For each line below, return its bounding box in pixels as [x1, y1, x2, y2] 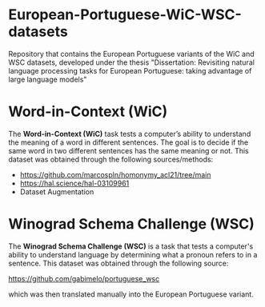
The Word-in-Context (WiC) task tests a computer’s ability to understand [8, 129, 251, 138]
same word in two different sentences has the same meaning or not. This [8, 146, 250, 155]
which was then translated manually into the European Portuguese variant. [8, 289, 254, 299]
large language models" [8, 74, 87, 84]
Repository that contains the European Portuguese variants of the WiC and [8, 49, 255, 58]
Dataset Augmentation [19, 186, 94, 197]
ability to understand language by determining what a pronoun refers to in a [8, 249, 258, 259]
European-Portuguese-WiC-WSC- [8, 6, 242, 24]
